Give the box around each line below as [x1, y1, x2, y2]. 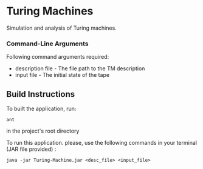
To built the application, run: [6, 105, 77, 113]
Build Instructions [6, 89, 75, 99]
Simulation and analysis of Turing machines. [6, 24, 117, 31]
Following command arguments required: [6, 53, 109, 61]
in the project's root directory [6, 127, 80, 134]
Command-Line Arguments [6, 39, 89, 48]
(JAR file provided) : [6, 145, 57, 153]
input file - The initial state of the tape [15, 71, 110, 79]
